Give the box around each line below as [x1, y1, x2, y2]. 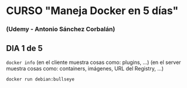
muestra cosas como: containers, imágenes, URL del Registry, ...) [6, 65, 164, 72]
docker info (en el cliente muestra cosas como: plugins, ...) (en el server [6, 59, 181, 66]
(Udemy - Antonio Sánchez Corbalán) [6, 25, 115, 33]
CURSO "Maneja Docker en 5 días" [6, 4, 179, 18]
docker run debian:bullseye [6, 76, 75, 82]
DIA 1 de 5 [6, 43, 43, 53]
